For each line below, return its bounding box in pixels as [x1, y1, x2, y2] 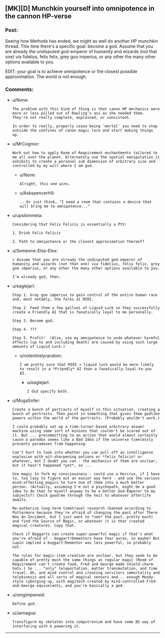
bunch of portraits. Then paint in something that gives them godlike [12, 411, 160, 416]
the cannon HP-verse [5, 12, 72, 21]
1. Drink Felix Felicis [12, 230, 61, 235]
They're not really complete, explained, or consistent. [12, 115, 132, 120]
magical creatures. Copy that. [12, 523, 77, 528]
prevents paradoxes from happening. [12, 441, 87, 446]
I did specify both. [27, 388, 69, 394]
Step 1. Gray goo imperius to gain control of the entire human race [12, 292, 158, 297]
